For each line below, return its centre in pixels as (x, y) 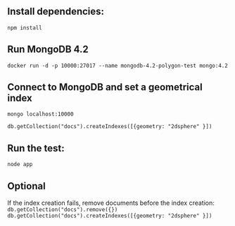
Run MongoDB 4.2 (48, 50)
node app (20, 165)
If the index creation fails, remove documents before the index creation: (111, 203)
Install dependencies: (56, 12)
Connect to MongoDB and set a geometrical (105, 87)
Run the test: (36, 148)
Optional (26, 186)
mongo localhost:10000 (40, 114)
